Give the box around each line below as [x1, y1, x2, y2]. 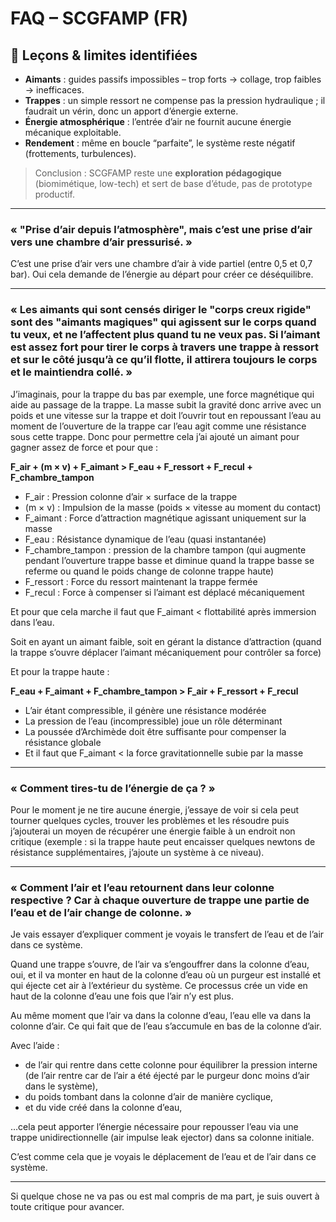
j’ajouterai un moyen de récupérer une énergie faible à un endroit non [10, 825, 296, 837]
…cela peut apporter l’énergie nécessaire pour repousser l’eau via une [10, 1121, 299, 1133]
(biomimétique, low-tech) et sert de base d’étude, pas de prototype [34, 178, 313, 189]
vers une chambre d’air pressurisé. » [10, 235, 193, 249]
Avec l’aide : [10, 1040, 60, 1052]
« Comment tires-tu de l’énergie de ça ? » [10, 781, 216, 795]
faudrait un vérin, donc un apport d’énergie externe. [24, 105, 239, 117]
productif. [34, 188, 76, 200]
